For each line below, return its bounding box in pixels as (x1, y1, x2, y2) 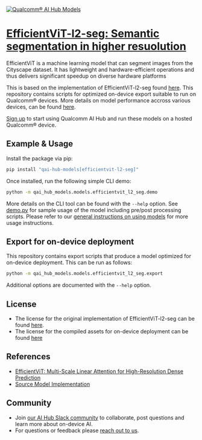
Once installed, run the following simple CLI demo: (6, 177, 131, 184)
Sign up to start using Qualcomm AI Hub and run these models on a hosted (6, 115, 192, 122)
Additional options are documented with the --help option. (6, 281, 152, 289)
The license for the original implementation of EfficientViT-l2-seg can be (14, 315, 195, 322)
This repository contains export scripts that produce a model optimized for (6, 253, 192, 260)
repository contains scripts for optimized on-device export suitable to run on (6, 90, 197, 98)
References (6, 351, 51, 362)
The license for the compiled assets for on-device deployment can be (14, 328, 189, 335)
